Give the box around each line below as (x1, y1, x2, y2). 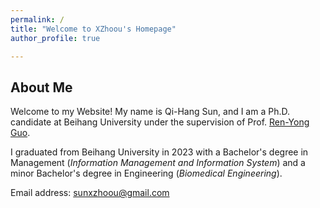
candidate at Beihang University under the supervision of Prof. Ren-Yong (10, 116, 310, 128)
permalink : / (10, 14, 65, 25)
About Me (10, 79, 73, 96)
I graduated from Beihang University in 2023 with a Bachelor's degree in (10, 146, 309, 158)
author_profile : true (10, 33, 101, 43)
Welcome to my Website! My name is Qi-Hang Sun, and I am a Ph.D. (10, 106, 291, 118)
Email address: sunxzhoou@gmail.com (10, 187, 170, 199)
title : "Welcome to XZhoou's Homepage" (10, 24, 177, 34)
